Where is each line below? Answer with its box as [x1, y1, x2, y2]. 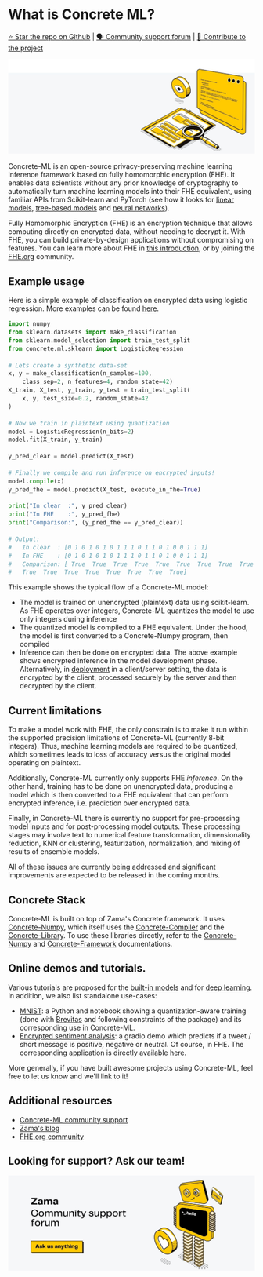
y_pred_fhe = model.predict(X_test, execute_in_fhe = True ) [8, 485, 201, 494]
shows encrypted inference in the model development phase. [19, 656, 218, 666]
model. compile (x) [8, 477, 65, 485]
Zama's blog [19, 1123, 60, 1133]
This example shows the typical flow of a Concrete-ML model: [8, 582, 209, 592]
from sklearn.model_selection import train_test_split [8, 336, 191, 345]
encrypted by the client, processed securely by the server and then [19, 673, 237, 682]
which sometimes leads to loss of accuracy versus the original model [8, 750, 231, 759]
